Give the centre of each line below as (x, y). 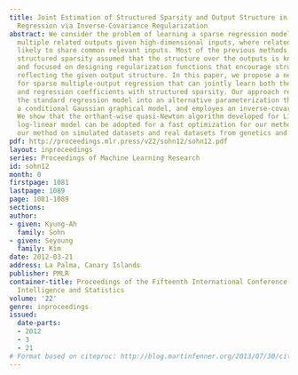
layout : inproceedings (51, 149)
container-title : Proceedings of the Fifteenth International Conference (149, 282)
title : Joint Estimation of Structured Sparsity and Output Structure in (149, 17)
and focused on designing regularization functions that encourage (145, 68)
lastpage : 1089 (37, 191)
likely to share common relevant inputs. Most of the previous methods (153, 51)
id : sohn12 (29, 166)
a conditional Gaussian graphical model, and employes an (127, 108)
